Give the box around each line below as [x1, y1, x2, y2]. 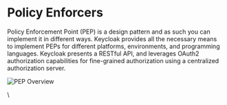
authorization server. [7, 64, 66, 72]
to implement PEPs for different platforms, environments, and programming [7, 42, 220, 50]
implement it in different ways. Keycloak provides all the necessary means [7, 34, 217, 43]
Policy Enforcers [7, 5, 103, 21]
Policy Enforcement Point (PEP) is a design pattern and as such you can [7, 27, 211, 36]
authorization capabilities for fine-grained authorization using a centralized [7, 56, 219, 65]
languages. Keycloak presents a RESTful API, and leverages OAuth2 [7, 49, 199, 58]
